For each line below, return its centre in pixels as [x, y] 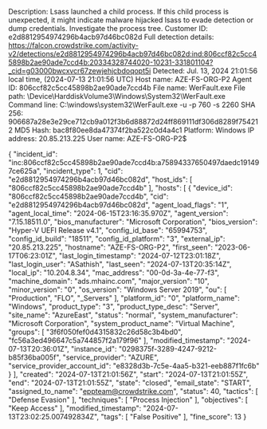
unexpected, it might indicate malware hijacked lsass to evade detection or [131, 20]
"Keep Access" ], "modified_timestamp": [75, 408]
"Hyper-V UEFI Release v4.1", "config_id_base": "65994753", [108, 230]
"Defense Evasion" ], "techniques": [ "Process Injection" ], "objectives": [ [128, 399]
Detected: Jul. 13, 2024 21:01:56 [205, 71]
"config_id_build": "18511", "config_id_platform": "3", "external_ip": [117, 239]
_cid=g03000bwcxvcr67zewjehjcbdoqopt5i [80, 71]
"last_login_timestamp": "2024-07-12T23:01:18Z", [140, 256]
